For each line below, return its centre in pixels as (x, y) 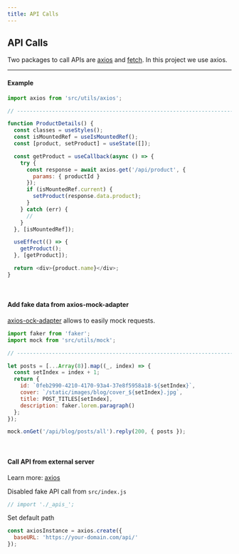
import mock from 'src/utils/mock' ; (62, 340)
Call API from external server (51, 461)
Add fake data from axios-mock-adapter (68, 305)
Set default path (31, 518)
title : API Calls (33, 14)
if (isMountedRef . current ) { (69, 189)
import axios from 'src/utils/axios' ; (65, 98)
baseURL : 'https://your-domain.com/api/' (76, 538)
